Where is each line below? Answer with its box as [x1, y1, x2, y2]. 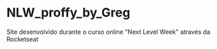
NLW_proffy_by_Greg [6, 5, 131, 21]
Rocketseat [6, 35, 39, 43]
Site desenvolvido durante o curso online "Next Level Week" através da [6, 28, 211, 36]
